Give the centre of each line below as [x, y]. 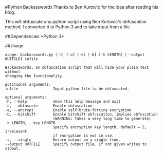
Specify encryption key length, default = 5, [100, 127]
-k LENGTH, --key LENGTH [30, 123]
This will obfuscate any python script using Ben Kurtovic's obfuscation [76, 22]
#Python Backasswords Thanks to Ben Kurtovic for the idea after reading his [82, 7]
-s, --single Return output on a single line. [63, 140]
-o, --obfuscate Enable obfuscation [49, 106]
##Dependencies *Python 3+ [35, 36]
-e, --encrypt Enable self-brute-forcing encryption [68, 110]
